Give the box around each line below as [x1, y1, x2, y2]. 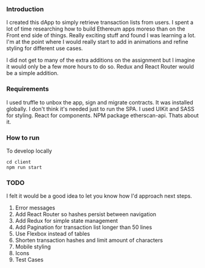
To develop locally [6, 147, 52, 154]
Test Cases [15, 256, 44, 264]
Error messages [15, 204, 56, 212]
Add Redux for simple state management [15, 217, 118, 225]
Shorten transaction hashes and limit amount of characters [15, 237, 164, 244]
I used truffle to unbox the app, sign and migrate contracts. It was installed [6, 98, 193, 106]
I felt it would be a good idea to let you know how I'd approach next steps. [6, 192, 192, 200]
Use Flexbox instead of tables [15, 230, 90, 237]
